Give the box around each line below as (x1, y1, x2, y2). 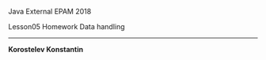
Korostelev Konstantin (8, 45, 84, 54)
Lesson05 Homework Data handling (8, 22, 125, 31)
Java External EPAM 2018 (8, 7, 92, 16)
